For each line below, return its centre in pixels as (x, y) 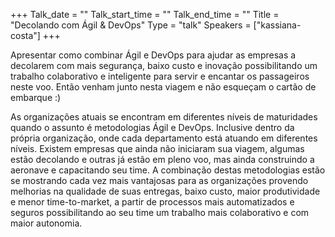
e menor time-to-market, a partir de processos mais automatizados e (152, 202)
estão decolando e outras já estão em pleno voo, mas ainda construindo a (162, 159)
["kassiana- (277, 25)
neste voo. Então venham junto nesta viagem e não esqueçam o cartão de (163, 87)
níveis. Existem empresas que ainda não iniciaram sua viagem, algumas (157, 148)
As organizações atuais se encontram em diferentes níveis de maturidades (164, 117)
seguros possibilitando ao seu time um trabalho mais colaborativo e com (160, 212)
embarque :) (36, 97)
